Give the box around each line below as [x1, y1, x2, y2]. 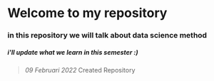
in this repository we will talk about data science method [7, 31, 208, 40]
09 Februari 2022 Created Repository [24, 66, 136, 75]
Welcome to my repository [7, 5, 168, 21]
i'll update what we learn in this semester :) [7, 48, 138, 56]
